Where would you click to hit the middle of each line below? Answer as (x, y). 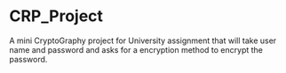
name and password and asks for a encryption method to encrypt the (136, 49)
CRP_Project (56, 16)
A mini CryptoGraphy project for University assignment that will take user (143, 40)
